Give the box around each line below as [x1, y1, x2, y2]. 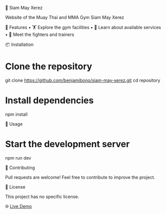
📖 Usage [5, 121, 23, 127]
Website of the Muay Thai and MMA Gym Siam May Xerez [5, 14, 125, 20]
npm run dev [5, 155, 31, 161]
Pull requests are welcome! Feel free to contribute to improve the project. [5, 174, 156, 180]
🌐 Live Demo [5, 203, 32, 209]
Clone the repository [5, 61, 92, 72]
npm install [5, 111, 28, 117]
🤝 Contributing [5, 165, 35, 171]
